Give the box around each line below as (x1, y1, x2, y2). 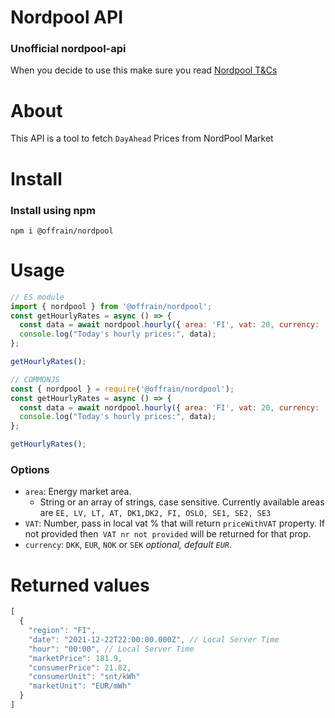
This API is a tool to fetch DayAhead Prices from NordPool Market (10, 132, 274, 145)
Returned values (10, 574, 150, 596)
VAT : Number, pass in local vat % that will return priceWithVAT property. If (24, 517, 325, 530)
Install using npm (10, 203, 96, 217)
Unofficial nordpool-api (10, 42, 127, 56)
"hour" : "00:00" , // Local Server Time (28, 644, 195, 654)
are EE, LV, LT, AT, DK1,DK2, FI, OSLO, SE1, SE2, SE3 (39, 507, 272, 519)
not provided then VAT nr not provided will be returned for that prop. (24, 528, 312, 540)
